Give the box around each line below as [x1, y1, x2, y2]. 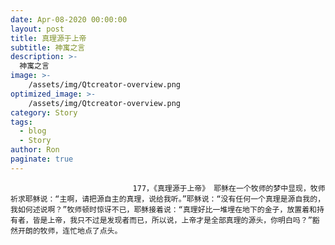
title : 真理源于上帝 [10, 33, 87, 43]
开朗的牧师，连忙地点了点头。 [17, 226, 123, 236]
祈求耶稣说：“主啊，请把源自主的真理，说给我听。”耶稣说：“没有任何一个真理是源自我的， [10, 194, 326, 204]
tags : [10, 117, 33, 127]
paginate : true [10, 154, 74, 164]
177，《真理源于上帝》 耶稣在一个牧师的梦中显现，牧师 [132, 183, 326, 193]
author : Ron [10, 145, 60, 155]
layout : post [10, 24, 65, 34]
